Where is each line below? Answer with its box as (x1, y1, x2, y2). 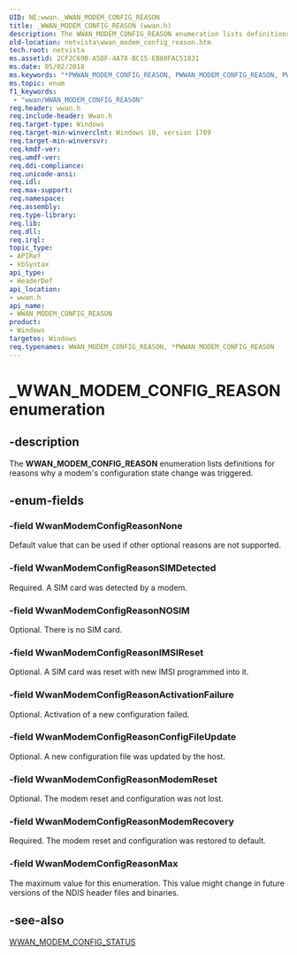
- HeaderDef (9, 276, 53, 285)
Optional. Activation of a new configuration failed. (9, 709, 190, 719)
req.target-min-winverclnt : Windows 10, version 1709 (9, 128, 212, 137)
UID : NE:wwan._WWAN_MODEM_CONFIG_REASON (9, 12, 161, 22)
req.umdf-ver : (9, 152, 62, 162)
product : (9, 318, 42, 327)
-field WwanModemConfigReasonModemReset (9, 773, 218, 785)
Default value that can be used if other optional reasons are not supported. (9, 540, 281, 550)
